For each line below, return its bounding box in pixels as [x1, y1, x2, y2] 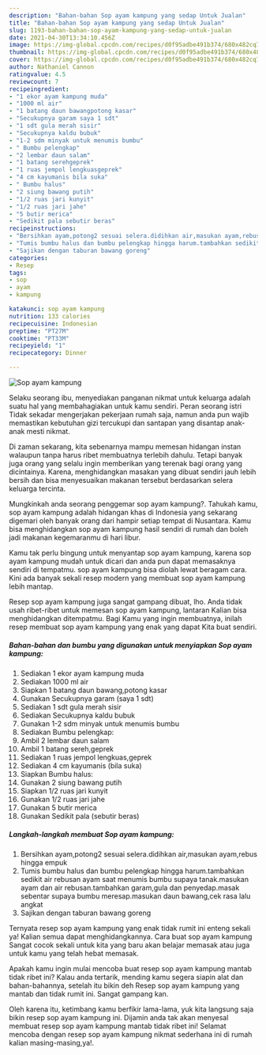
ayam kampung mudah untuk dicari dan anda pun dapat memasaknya [9, 556, 236, 566]
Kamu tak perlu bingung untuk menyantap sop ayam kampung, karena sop [9, 548, 252, 557]
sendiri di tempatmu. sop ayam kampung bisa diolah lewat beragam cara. [9, 565, 248, 574]
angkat [20, 899, 43, 909]
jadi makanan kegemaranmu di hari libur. [9, 533, 141, 542]
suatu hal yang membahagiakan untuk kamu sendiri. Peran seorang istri [9, 401, 242, 411]
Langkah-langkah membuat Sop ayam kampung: [9, 829, 174, 838]
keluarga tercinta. [9, 484, 66, 493]
